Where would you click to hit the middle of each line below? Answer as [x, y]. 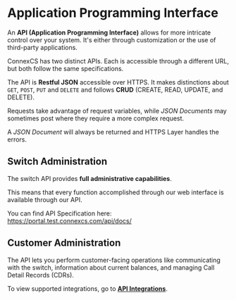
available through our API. [45, 199]
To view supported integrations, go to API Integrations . [87, 288]
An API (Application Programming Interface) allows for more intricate [109, 32]
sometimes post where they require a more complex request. [96, 118]
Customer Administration [64, 243]
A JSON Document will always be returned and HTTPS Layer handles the [113, 132]
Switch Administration [57, 162]
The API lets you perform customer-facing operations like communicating [114, 260]
